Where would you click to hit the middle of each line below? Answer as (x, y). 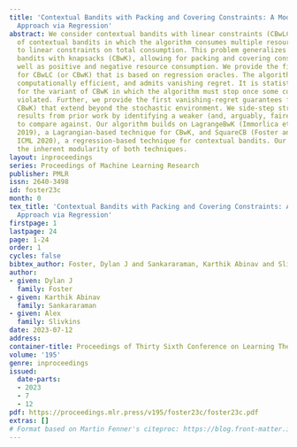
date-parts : (39, 380)
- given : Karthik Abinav (55, 297)
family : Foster (45, 289)
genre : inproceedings (49, 363)
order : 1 (25, 248)
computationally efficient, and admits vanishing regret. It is (138, 83)
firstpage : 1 (33, 223)
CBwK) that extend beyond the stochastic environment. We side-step (146, 108)
